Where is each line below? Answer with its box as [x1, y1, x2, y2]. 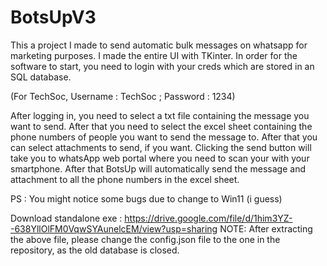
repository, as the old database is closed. [10, 244, 180, 256]
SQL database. [10, 71, 72, 83]
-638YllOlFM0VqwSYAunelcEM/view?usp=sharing [10, 222, 218, 235]
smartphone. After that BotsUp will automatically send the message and [10, 162, 307, 175]
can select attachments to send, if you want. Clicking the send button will [10, 141, 312, 153]
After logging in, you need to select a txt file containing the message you [10, 109, 310, 121]
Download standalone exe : [10, 212, 123, 224]
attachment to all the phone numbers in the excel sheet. [10, 173, 240, 185]
